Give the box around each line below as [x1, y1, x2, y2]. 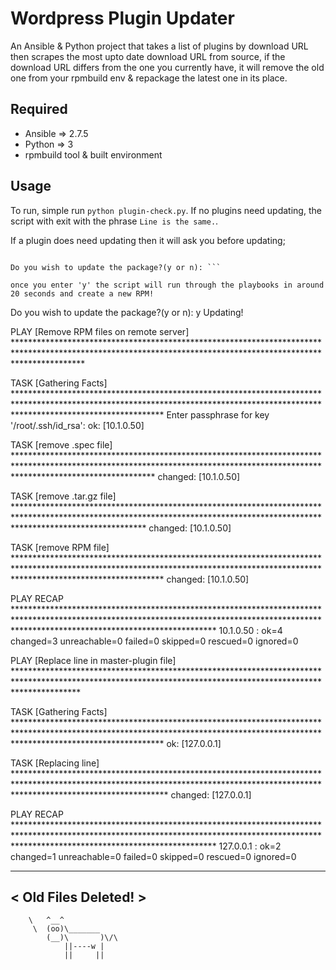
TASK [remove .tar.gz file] [10, 490, 117, 502]
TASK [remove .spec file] [10, 438, 113, 451]
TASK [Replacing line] [10, 757, 100, 769]
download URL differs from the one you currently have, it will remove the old [10, 61, 325, 73]
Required [10, 101, 68, 118]
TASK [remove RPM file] [10, 541, 110, 553]
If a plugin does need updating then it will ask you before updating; [10, 234, 286, 246]
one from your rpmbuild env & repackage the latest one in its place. [10, 72, 288, 84]
